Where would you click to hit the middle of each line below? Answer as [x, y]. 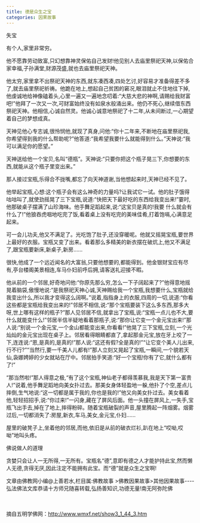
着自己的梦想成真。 [30, 118]
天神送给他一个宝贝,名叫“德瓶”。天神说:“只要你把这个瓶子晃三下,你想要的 [96, 159]
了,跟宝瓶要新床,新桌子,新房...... [44, 249]
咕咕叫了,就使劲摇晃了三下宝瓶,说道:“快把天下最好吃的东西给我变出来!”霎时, [99, 199]
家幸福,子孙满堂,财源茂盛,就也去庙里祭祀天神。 [64, 68]
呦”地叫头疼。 [23, 435]
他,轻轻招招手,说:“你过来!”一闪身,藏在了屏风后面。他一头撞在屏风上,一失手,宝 [100, 400]
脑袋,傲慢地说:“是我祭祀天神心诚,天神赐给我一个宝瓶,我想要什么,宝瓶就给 [105, 290]
